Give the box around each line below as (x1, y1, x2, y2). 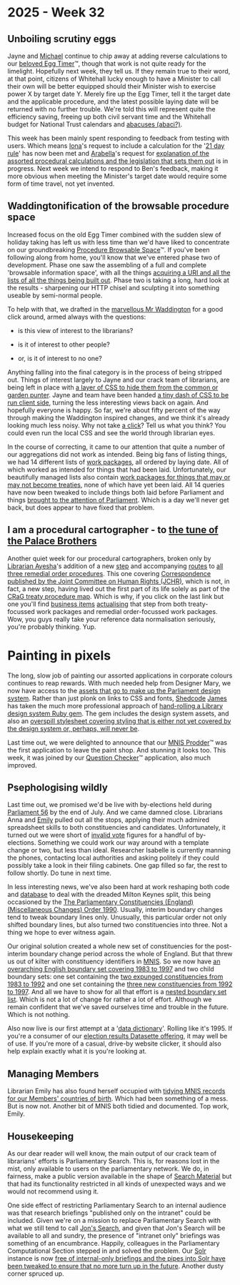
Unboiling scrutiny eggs (7, 33, 116, 45)
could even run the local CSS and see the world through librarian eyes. (7, 428, 216, 437)
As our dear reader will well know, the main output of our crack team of (7, 1149, 216, 1158)
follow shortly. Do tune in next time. (7, 869, 112, 878)
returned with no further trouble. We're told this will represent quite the (7, 105, 216, 113)
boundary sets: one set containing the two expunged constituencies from (7, 973, 224, 981)
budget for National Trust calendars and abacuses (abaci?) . (7, 120, 183, 129)
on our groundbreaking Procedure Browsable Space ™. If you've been (7, 245, 210, 254)
